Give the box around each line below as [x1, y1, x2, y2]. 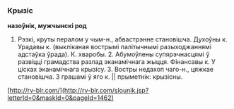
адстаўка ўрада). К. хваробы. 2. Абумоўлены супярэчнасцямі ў [17, 50, 210, 58]
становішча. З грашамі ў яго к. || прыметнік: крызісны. [17, 72, 183, 81]
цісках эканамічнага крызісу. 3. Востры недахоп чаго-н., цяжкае [17, 65, 214, 74]
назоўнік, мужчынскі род [7, 22, 87, 30]
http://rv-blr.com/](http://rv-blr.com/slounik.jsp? [9, 86, 149, 95]
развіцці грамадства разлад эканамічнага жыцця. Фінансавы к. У [17, 58, 216, 66]
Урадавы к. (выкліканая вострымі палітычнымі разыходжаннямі [17, 43, 212, 51]
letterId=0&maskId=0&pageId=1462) [7, 94, 115, 102]
